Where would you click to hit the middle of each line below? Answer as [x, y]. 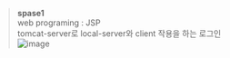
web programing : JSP [59, 23]
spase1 [30, 13]
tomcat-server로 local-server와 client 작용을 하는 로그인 [119, 34]
